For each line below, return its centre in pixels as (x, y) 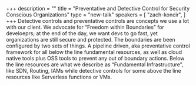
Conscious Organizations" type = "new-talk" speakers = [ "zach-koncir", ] (96, 15)
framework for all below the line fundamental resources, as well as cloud (94, 52)
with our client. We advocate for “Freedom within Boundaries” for (85, 27)
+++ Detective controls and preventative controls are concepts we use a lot (98, 21)
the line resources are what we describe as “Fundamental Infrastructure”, (95, 64)
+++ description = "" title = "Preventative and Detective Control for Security (98, 8)
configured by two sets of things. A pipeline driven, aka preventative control (98, 46)
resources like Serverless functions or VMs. (59, 77)
